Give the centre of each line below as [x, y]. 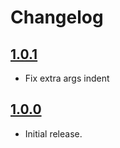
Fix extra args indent [67, 78]
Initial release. [53, 133]
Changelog [57, 17]
